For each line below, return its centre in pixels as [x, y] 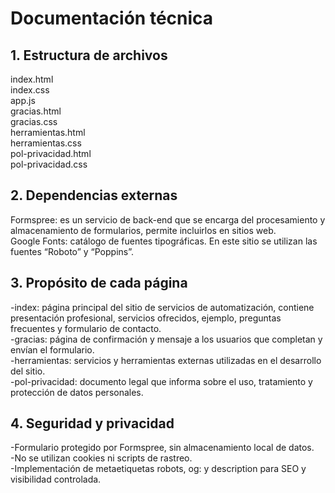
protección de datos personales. [77, 392]
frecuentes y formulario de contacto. [86, 328]
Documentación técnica [112, 18]
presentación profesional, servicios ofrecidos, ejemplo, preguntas [146, 318]
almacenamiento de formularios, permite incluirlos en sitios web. [143, 230]
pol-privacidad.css [49, 164]
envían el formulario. [52, 349]
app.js [23, 100]
